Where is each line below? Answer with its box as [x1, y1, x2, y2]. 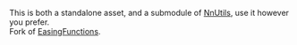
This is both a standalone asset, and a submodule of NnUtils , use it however [9, 8, 289, 18]
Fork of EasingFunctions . [9, 26, 101, 36]
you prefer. [9, 17, 50, 27]
